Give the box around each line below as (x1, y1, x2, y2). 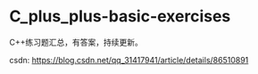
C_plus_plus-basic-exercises (9, 6, 231, 27)
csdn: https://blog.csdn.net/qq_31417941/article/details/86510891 (9, 54, 249, 65)
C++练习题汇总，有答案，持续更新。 (9, 37, 143, 47)
